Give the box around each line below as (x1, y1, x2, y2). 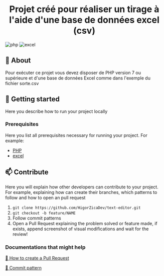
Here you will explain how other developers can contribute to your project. (5, 184, 159, 190)
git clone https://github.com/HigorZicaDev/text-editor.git (12, 205, 141, 210)
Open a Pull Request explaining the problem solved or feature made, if (12, 220, 157, 226)
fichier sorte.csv (5, 80, 39, 86)
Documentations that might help (5, 243, 86, 250)
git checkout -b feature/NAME (12, 211, 76, 216)
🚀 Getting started (5, 95, 60, 104)
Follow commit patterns (12, 215, 61, 221)
